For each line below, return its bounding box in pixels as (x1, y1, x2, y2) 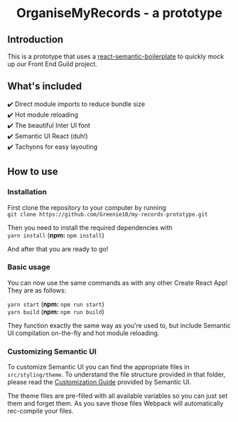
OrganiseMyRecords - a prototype (16, 5, 222, 21)
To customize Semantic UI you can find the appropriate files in (7, 363, 190, 371)
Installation (7, 187, 48, 197)
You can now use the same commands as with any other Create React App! (7, 278, 228, 287)
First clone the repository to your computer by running (7, 203, 167, 211)
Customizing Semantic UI (7, 347, 97, 357)
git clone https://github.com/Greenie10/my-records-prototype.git (7, 211, 208, 218)
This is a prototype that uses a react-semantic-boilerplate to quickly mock (7, 52, 225, 60)
